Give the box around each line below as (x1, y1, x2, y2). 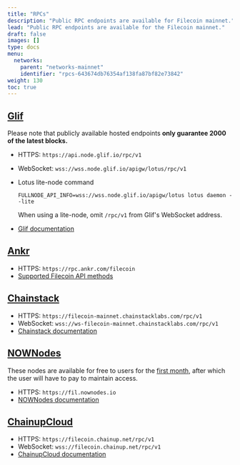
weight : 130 (7, 76, 43, 84)
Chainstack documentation (17, 326, 98, 335)
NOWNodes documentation (17, 395, 99, 404)
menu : (7, 51, 24, 58)
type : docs (7, 44, 40, 51)
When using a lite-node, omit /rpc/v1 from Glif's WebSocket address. (17, 211, 223, 219)
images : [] (7, 37, 40, 44)
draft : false (7, 30, 46, 38)
